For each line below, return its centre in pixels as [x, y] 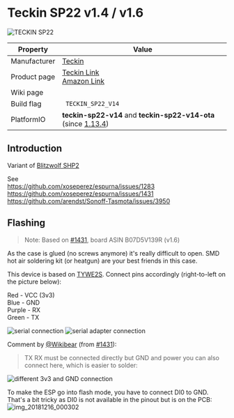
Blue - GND [24, 302]
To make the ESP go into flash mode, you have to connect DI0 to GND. [108, 392]
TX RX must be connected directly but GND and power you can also [122, 357]
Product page [33, 77]
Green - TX [23, 317]
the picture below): [34, 281]
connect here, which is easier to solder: [81, 365]
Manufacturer [33, 61]
